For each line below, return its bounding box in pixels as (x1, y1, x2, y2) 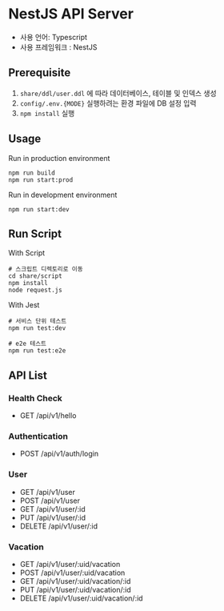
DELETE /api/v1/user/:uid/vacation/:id (19, 593, 143, 603)
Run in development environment (8, 190, 118, 199)
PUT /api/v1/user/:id (19, 513, 86, 522)
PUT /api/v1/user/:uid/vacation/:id (19, 585, 131, 594)
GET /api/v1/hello (19, 411, 77, 420)
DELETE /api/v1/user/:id (19, 521, 98, 531)
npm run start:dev (8, 205, 70, 213)
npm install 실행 (19, 108, 75, 118)
